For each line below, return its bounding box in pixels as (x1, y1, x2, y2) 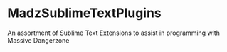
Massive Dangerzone (7, 36, 70, 44)
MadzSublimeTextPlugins (7, 5, 162, 21)
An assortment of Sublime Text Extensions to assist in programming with (7, 28, 221, 37)
